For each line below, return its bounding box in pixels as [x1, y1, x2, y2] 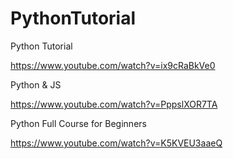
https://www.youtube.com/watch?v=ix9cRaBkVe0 [10, 59, 216, 71]
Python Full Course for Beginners [10, 117, 147, 129]
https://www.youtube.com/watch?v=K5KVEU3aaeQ [10, 137, 223, 149]
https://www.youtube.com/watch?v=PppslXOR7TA [10, 98, 218, 110]
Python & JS [10, 78, 62, 91]
